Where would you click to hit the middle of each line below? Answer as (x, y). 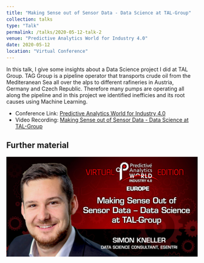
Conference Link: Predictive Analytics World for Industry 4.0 (90, 113)
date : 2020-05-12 (28, 45)
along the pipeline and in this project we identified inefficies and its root (96, 95)
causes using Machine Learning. (47, 101)
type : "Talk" (23, 26)
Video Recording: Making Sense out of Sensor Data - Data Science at (102, 120)
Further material (38, 145)
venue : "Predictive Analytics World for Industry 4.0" (77, 39)
